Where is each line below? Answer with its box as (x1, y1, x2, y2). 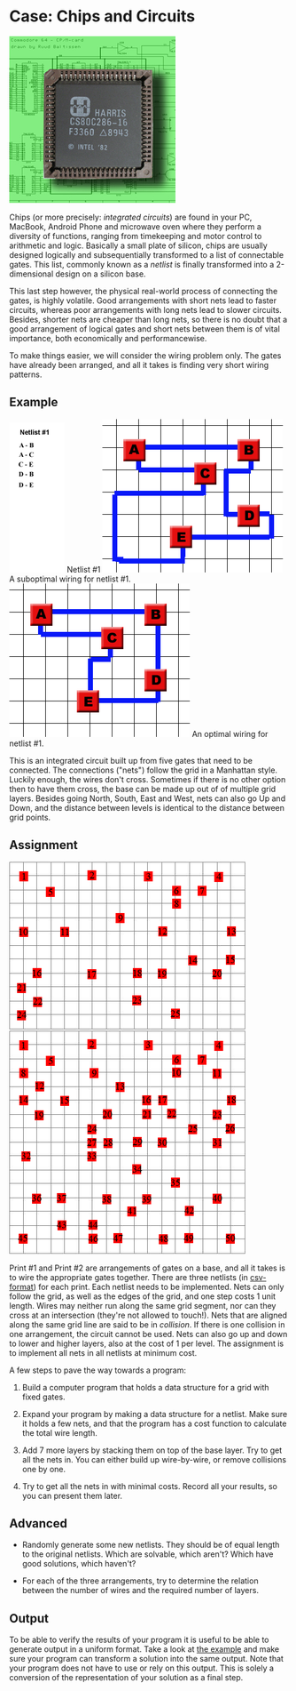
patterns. (9, 369, 43, 380)
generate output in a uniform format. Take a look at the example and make (9, 1644, 280, 1655)
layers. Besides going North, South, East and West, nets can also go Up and (9, 793, 286, 804)
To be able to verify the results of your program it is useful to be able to (9, 1634, 269, 1646)
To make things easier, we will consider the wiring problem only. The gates (9, 349, 282, 361)
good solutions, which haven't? (21, 1559, 136, 1569)
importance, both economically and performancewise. (9, 333, 207, 343)
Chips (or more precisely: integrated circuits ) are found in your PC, (9, 212, 253, 222)
